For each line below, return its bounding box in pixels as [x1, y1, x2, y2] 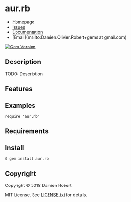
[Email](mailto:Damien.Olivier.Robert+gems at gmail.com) [12, 34, 127, 40]
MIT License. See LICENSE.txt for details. [5, 192, 88, 198]
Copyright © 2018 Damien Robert [5, 182, 72, 188]
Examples [5, 101, 35, 109]
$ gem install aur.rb [5, 156, 49, 161]
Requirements [5, 127, 49, 136]
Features [5, 85, 33, 93]
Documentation [12, 29, 43, 35]
